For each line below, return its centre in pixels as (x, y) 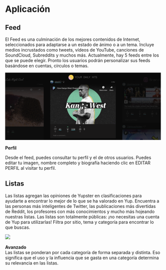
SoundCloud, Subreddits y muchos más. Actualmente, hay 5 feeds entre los (82, 55)
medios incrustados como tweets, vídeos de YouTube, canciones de (75, 50)
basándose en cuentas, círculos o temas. (47, 66)
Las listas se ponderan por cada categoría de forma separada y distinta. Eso (83, 252)
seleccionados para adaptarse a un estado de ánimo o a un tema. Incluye (80, 45)
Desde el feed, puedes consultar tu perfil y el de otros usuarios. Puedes (78, 158)
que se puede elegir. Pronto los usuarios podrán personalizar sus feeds (78, 60)
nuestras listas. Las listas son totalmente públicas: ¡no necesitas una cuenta (82, 216)
